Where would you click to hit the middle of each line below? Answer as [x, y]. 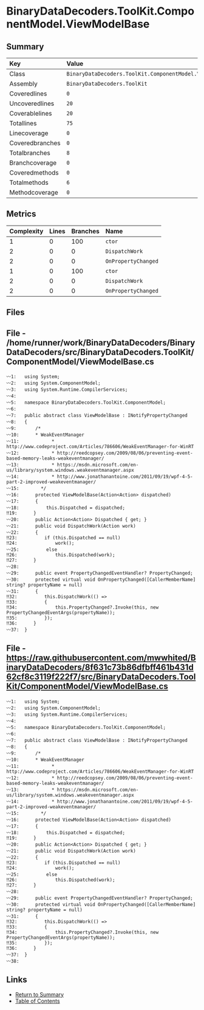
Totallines [23, 123]
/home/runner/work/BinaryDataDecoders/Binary [101, 343]
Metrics [21, 214]
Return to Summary [39, 994]
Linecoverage [29, 133]
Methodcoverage [34, 192]
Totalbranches [30, 153]
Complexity [26, 231]
